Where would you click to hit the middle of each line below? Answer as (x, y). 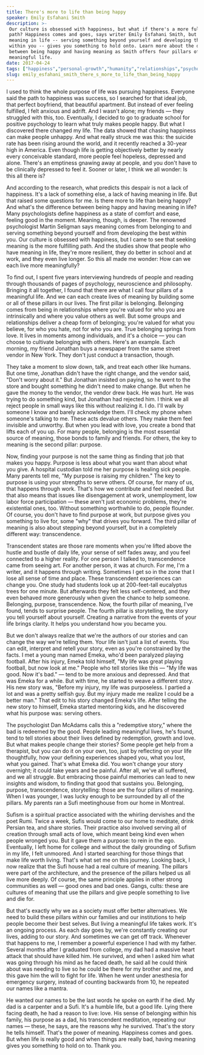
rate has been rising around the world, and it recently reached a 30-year (97, 143)
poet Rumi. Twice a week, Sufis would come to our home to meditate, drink (100, 821)
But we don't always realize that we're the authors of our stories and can (97, 635)
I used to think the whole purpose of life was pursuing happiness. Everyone (101, 91)
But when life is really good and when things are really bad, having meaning (101, 1039)
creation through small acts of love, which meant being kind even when (96, 834)
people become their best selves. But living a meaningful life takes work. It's (102, 924)
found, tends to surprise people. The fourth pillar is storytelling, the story (97, 611)
